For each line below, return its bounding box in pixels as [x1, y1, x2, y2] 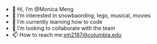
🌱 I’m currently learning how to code [11, 18, 103, 25]
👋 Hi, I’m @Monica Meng [11, 6, 74, 12]
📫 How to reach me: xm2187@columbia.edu [11, 32, 122, 38]
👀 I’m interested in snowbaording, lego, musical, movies [11, 12, 151, 19]
